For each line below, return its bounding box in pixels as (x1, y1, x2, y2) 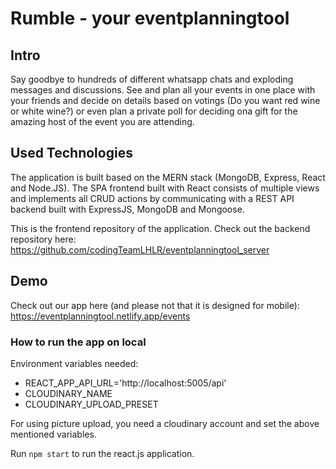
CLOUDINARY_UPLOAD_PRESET (24, 398, 159, 410)
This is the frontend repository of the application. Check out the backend (10, 222, 311, 234)
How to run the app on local (10, 335, 147, 349)
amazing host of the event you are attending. (10, 116, 195, 127)
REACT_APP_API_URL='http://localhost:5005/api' (24, 377, 227, 389)
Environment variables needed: (10, 357, 139, 369)
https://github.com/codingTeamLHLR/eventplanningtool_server (10, 243, 270, 256)
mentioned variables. (10, 428, 97, 440)
